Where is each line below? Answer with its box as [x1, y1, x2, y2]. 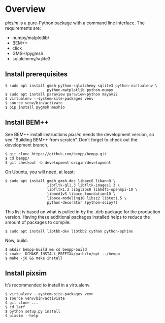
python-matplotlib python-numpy [47, 88, 113, 92]
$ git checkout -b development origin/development [5, 160, 111, 165]
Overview [5, 3, 46, 15]
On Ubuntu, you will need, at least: [5, 169, 75, 175]
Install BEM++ [5, 118, 49, 127]
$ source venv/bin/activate [5, 100, 63, 105]
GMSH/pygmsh [12, 50, 43, 56]
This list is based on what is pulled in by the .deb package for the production [5, 209, 161, 215]
